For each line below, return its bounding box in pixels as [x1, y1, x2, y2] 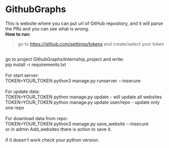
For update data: [5, 88, 40, 94]
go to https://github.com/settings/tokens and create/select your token [17, 41, 164, 47]
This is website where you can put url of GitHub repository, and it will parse [5, 20, 163, 26]
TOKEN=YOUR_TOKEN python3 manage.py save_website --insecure [5, 121, 149, 127]
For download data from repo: [5, 115, 68, 121]
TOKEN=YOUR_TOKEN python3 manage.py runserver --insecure [5, 78, 141, 84]
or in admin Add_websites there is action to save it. [5, 126, 112, 132]
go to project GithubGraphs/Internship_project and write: [5, 56, 124, 62]
